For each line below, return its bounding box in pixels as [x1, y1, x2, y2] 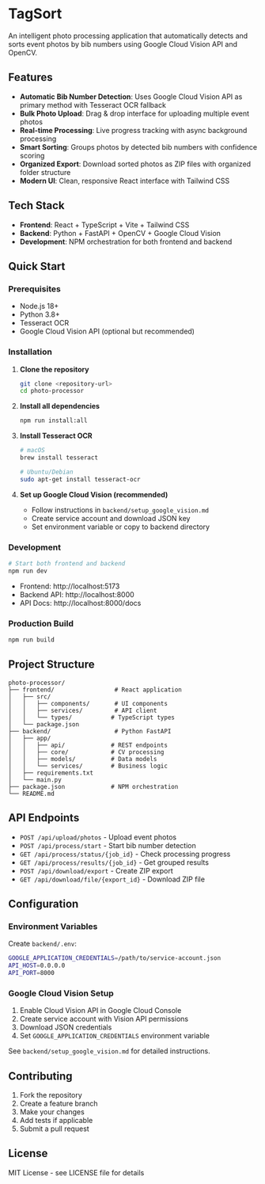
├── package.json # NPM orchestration [8, 782, 179, 790]
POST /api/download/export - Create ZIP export [19, 866, 174, 875]
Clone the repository [19, 364, 89, 374]
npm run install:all [19, 417, 88, 424]
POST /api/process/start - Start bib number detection [19, 840, 196, 850]
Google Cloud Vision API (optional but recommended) [19, 326, 195, 337]
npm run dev [8, 567, 47, 575]
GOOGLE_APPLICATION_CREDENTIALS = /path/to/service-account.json [8, 954, 221, 962]
